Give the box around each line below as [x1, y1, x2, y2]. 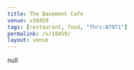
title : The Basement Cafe [7, 10, 83, 18]
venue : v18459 [7, 17, 49, 24]
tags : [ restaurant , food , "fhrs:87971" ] [7, 23, 128, 30]
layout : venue [7, 37, 49, 44]
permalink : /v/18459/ [7, 30, 71, 37]
